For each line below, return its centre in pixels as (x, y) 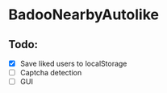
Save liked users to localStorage (73, 63)
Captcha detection (51, 73)
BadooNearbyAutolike (84, 15)
